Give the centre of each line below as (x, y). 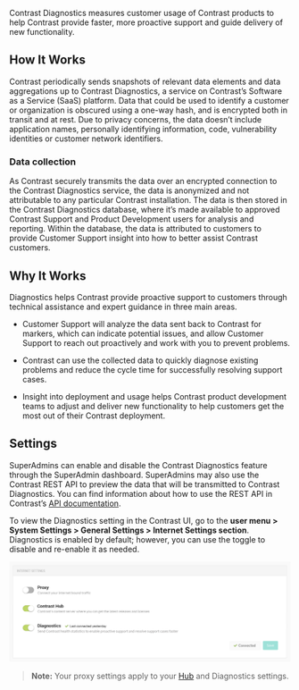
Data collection (43, 162)
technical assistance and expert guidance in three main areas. (124, 307)
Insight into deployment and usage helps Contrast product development (154, 396)
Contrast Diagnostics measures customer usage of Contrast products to (142, 13)
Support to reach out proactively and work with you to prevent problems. (156, 342)
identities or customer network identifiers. (86, 139)
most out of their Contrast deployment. (94, 416)
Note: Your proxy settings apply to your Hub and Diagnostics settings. (160, 676)
